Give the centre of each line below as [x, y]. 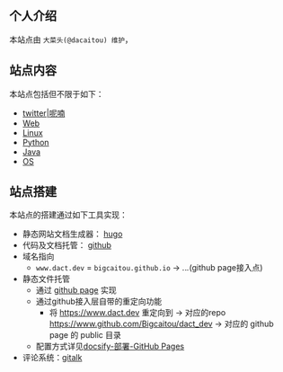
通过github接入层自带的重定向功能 [99, 301]
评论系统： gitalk [52, 358]
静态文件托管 [46, 279]
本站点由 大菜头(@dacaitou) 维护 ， [71, 40]
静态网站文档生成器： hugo [72, 234]
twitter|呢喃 [44, 113]
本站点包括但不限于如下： [57, 93]
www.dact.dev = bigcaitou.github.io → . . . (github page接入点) [149, 268]
